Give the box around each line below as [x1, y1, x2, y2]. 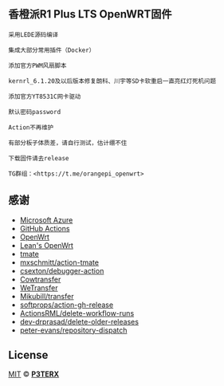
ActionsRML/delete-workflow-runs [19, 308, 135, 317]
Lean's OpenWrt [19, 240, 74, 250]
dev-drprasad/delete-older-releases [19, 317, 140, 326]
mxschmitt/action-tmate [19, 258, 100, 267]
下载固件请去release [8, 154, 69, 162]
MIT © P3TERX [8, 369, 60, 379]
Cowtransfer [19, 274, 61, 284]
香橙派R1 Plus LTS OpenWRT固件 [8, 7, 173, 22]
